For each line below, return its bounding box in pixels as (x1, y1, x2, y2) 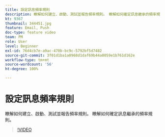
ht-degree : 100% (5, 67, 38, 72)
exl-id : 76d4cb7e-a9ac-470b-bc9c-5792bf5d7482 (5, 48, 102, 53)
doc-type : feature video (5, 30, 56, 35)
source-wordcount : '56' (5, 62, 54, 67)
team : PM (5, 35, 23, 40)
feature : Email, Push (5, 26, 50, 30)
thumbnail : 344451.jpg (5, 21, 52, 26)
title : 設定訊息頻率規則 (5, 7, 50, 12)
